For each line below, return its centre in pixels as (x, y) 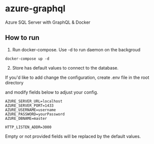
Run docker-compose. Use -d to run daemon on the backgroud (76, 49)
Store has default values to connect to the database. (65, 68)
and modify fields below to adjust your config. (52, 92)
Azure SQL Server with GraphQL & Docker (48, 22)
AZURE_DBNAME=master (26, 118)
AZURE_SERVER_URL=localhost (34, 101)
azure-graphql (35, 9)
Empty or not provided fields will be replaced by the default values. (73, 136)
